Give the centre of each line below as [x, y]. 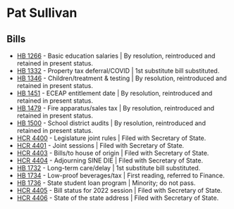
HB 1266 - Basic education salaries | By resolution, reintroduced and [116, 56]
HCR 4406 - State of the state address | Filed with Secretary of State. [118, 198]
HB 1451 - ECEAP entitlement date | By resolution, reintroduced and [115, 93]
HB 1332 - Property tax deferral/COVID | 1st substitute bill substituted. [118, 71]
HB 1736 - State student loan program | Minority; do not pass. [106, 183]
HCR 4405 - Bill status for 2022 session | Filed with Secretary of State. [119, 190]
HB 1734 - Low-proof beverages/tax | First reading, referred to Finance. [121, 175]
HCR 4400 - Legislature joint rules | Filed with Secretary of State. [111, 138]
